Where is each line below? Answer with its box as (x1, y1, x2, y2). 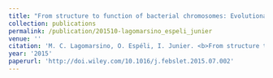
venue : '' (8, 34, 42, 43)
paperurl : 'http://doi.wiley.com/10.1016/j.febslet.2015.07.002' (8, 58, 234, 66)
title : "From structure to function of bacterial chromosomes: (8, 11, 227, 20)
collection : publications (8, 19, 96, 28)
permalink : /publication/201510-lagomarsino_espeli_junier (8, 27, 213, 35)
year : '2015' (8, 50, 53, 58)
